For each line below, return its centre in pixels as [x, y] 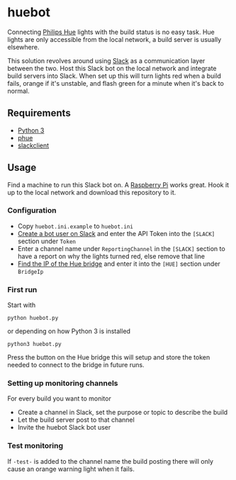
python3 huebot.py [34, 345]
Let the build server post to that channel [76, 420]
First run [22, 289]
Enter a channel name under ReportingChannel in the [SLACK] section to [121, 248]
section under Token [47, 241]
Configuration [32, 211]
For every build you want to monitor [59, 398]
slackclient [33, 145]
